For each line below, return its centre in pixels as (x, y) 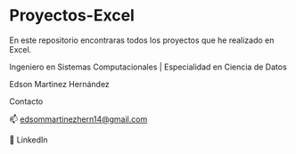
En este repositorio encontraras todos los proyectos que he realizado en (142, 40)
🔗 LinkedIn (29, 140)
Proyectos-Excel (72, 16)
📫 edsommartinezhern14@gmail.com (78, 119)
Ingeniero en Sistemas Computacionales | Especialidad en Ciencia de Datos (148, 67)
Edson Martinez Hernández (59, 84)
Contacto (26, 101)
